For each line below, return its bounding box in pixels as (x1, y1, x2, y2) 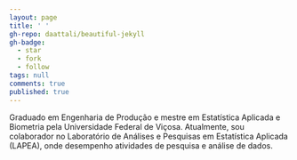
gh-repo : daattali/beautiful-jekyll (9, 29, 145, 38)
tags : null (9, 71, 50, 80)
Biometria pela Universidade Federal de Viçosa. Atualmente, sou (9, 121, 245, 132)
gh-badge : (9, 37, 46, 47)
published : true (9, 87, 69, 96)
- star (17, 46, 42, 55)
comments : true (9, 79, 66, 88)
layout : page (9, 12, 58, 22)
